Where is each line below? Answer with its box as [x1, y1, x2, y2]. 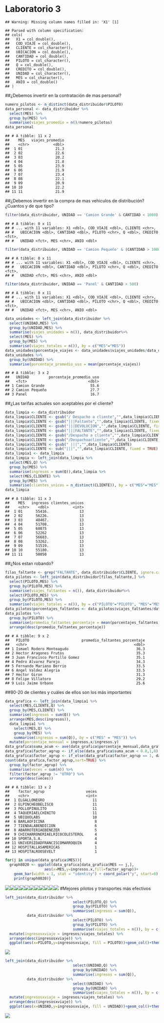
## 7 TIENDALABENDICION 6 [5, 824, 97, 829]
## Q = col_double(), [5, 62, 54, 67]
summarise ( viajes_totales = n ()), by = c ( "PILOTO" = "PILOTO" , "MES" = [9, 602, 152, 607]
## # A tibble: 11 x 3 [5, 496, 51, 501]
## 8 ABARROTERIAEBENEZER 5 [5, 828, 97, 833]
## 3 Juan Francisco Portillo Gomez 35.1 [5, 655, 145, 660]
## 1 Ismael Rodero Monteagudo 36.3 [5, 646, 145, 651]
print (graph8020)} [14, 876, 51, 881]
